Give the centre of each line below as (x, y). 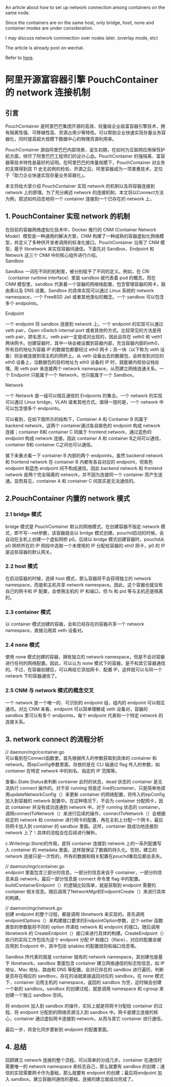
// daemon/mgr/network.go (34, 908)
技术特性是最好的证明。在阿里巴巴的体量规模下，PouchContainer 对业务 (90, 162)
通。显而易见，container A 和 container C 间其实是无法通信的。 (72, 481)
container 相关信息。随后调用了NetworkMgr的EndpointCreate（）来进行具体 (85, 891)
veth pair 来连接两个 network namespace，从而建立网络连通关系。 (90, 368)
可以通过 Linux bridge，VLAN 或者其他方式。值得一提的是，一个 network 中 (84, 402)
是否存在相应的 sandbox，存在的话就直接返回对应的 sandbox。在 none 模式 (84, 976)
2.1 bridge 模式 (23, 514)
